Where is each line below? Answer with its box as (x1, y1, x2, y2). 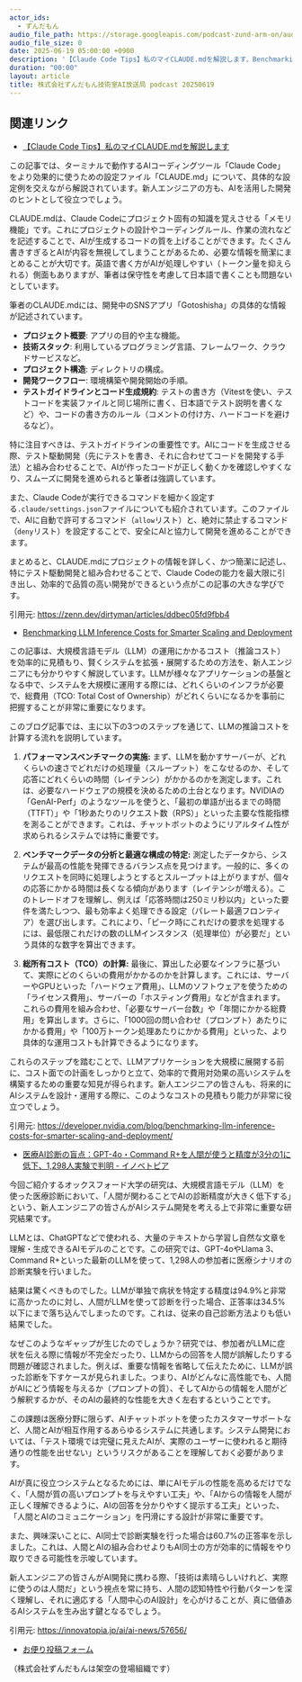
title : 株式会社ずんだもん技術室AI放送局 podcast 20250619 (9, 80, 215, 89)
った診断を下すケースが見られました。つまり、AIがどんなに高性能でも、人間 (9, 1372, 292, 1382)
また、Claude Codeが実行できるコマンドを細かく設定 (9, 492, 208, 503)
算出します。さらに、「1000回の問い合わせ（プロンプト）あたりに (46, 1014, 288, 1026)
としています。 (9, 281, 65, 292)
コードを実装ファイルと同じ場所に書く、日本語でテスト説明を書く (30, 398, 275, 409)
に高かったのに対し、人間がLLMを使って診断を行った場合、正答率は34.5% (9, 1297, 286, 1308)
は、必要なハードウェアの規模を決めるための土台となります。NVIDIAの (22, 785, 285, 796)
